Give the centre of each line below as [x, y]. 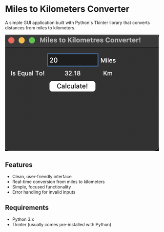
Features [19, 165]
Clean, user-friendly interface [42, 177]
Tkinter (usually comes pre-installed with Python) [62, 225]
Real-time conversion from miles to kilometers [58, 182]
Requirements [27, 207]
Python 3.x [23, 219]
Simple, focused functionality [41, 187]
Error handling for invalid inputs [44, 192]
